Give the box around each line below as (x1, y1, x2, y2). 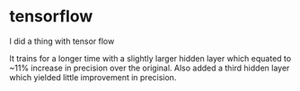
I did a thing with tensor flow (9, 36, 115, 46)
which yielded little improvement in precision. (9, 71, 177, 82)
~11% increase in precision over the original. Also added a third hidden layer (9, 62, 290, 73)
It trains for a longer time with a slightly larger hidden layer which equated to (9, 53, 292, 63)
